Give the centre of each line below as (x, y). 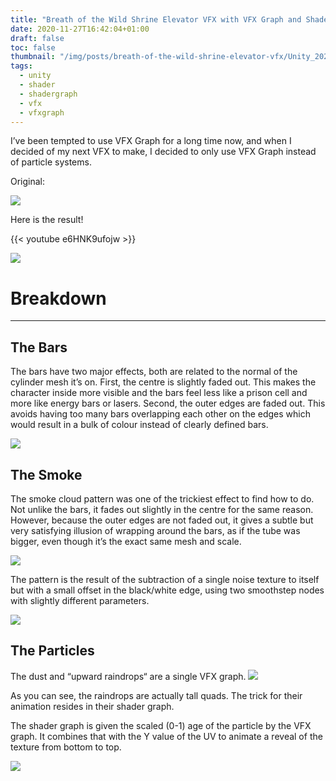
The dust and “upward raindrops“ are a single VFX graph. (128, 676)
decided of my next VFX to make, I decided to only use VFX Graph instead (163, 152)
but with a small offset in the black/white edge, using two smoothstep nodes (167, 590)
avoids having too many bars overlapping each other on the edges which (160, 414)
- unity (35, 76)
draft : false (37, 38)
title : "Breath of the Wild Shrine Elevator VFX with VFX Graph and (156, 19)
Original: (28, 182)
